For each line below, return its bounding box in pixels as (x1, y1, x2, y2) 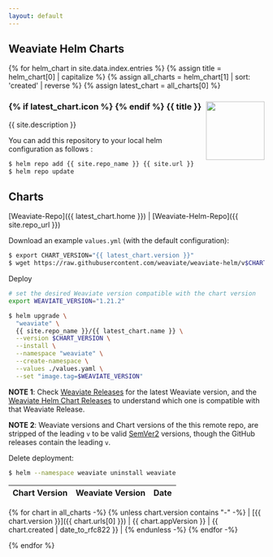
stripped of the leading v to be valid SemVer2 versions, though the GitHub (8, 429, 256, 438)
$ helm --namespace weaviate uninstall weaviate (8, 468, 176, 476)
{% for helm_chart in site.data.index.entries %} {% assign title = (8, 63, 222, 73)
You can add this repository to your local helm (8, 135, 162, 145)
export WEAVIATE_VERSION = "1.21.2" (8, 297, 126, 305)
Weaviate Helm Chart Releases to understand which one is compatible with (8, 395, 260, 405)
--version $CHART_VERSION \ (15, 334, 111, 342)
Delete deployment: (8, 453, 75, 463)
